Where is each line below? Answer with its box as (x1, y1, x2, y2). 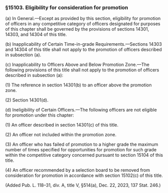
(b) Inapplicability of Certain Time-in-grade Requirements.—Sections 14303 (5, 41, 162, 47)
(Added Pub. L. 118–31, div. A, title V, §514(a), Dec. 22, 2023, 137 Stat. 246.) (5, 182, 161, 188)
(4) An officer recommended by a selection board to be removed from (5, 167, 150, 173)
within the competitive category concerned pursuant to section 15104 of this (5, 152, 163, 158)
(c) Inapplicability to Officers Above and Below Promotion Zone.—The (5, 62, 150, 68)
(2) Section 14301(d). (5, 97, 49, 103)
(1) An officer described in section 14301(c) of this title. (5, 122, 119, 128)
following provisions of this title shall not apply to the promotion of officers (5, 67, 159, 73)
